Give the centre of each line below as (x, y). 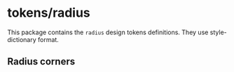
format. (48, 39)
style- (219, 32)
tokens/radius (49, 13)
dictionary (22, 39)
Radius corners (41, 62)
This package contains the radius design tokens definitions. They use (108, 32)
